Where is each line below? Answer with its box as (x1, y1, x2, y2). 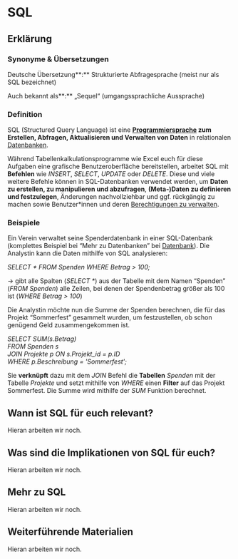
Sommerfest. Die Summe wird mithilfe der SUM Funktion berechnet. (7, 386, 207, 395)
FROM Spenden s (7, 342, 59, 351)
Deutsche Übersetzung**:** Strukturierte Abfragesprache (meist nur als (7, 70, 219, 78)
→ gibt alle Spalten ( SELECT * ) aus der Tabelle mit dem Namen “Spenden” (7, 277, 226, 285)
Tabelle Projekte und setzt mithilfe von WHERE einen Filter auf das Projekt (7, 379, 225, 387)
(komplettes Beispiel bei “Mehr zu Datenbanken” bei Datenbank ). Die (7, 242, 210, 250)
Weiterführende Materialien (7, 525, 133, 538)
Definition (7, 109, 43, 119)
